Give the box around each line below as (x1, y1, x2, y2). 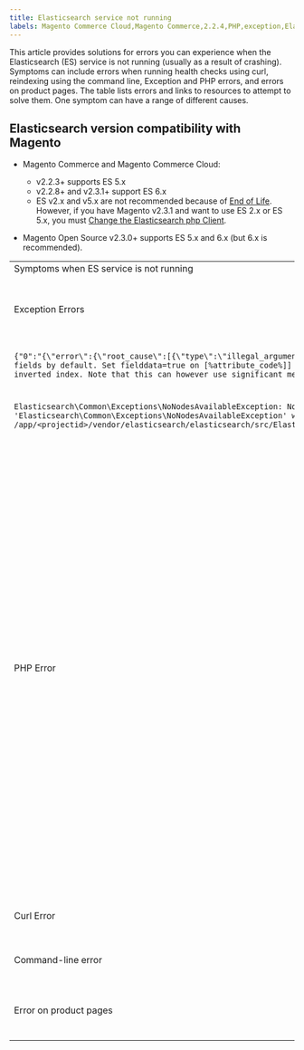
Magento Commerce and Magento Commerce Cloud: (22, 159, 221, 170)
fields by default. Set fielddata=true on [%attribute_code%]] (14, 360, 292, 371)
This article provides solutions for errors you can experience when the (9, 46, 271, 57)
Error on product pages (14, 1004, 113, 1017)
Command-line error (14, 954, 102, 967)
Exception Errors (14, 303, 85, 316)
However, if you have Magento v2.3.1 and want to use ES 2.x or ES (35, 205, 283, 216)
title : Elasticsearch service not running (9, 13, 172, 23)
